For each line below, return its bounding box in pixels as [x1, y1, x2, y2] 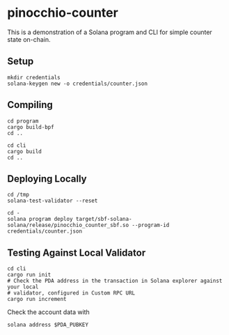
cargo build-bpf [7, 123, 54, 130]
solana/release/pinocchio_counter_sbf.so [7, 221, 129, 229]
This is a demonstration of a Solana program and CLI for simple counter [7, 28, 212, 36]
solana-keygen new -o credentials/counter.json [7, 80, 148, 87]
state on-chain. [7, 35, 51, 43]
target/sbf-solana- [75, 216, 132, 223]
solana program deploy [7, 216, 73, 223]
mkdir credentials [7, 74, 61, 81]
